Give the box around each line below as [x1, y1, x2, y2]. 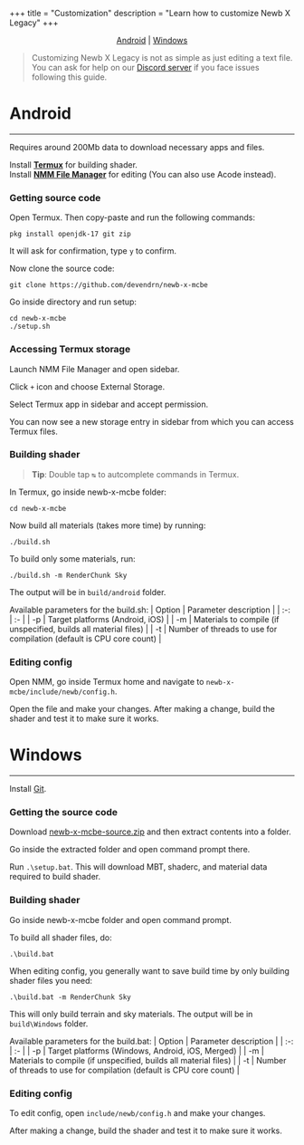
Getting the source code [9, 805, 119, 818]
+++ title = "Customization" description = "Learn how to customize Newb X [9, 8, 291, 18]
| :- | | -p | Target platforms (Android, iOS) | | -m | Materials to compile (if [9, 613, 280, 624]
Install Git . [9, 784, 47, 794]
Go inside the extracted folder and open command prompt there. [9, 844, 251, 855]
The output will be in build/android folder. [9, 586, 166, 597]
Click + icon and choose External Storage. [9, 380, 166, 392]
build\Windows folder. [9, 1018, 89, 1029]
